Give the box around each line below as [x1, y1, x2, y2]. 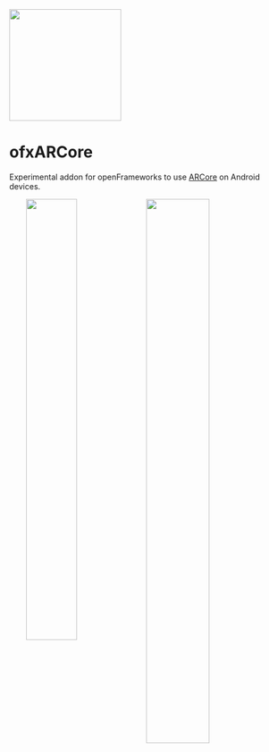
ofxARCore [9, 142, 94, 163]
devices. [9, 180, 41, 191]
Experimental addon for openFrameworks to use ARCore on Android [9, 171, 261, 182]
